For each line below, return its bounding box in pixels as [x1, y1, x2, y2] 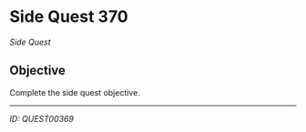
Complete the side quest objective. [9, 86, 141, 97]
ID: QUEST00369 [9, 113, 75, 124]
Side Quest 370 [9, 6, 129, 27]
